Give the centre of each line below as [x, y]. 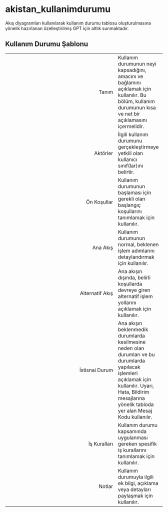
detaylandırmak [136, 257]
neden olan [131, 348]
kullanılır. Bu [132, 95]
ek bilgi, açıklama [138, 483]
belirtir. [126, 172]
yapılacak [129, 367]
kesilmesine [132, 342]
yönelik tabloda [136, 404]
